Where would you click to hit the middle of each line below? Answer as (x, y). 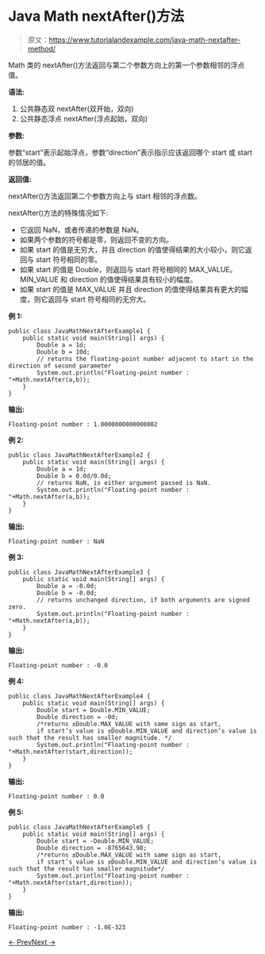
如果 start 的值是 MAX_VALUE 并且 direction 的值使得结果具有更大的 (131, 289)
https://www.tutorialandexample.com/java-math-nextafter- (145, 40)
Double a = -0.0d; (67, 586)
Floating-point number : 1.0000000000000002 (83, 424)
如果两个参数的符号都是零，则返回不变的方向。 (96, 240)
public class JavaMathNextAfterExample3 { (79, 572)
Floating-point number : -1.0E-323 (67, 927)
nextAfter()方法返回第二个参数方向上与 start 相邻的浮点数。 (105, 196)
